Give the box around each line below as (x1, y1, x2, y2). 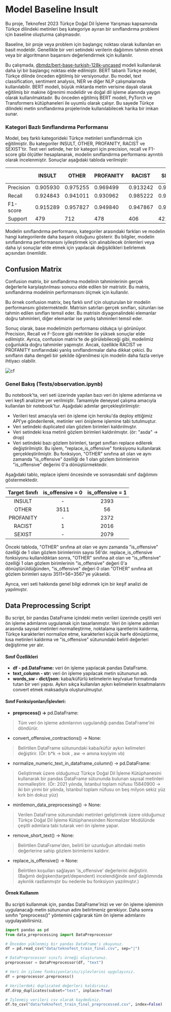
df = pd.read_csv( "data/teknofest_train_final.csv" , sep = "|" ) (5, 946, 140, 951)
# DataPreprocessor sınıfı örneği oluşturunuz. (5, 955, 108, 960)
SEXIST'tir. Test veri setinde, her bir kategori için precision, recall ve (5, 146, 148, 152)
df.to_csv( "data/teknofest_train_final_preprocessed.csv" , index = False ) (5, 1002, 163, 1007)
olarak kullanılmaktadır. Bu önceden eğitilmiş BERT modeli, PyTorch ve (5, 94, 153, 101)
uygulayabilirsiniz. (5, 918, 43, 924)
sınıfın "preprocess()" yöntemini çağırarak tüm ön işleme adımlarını (5, 912, 146, 918)
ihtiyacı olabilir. (5, 358, 37, 364)
